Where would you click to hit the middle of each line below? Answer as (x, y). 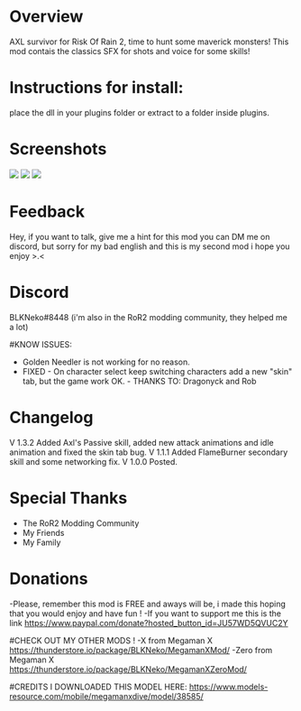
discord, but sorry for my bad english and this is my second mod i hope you (150, 246)
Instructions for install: (96, 88)
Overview (46, 17)
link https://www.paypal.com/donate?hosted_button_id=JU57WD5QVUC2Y (149, 623)
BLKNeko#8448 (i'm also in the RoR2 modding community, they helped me (149, 317)
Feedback (47, 212)
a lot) (19, 327)
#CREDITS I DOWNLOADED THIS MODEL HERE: (98, 687)
